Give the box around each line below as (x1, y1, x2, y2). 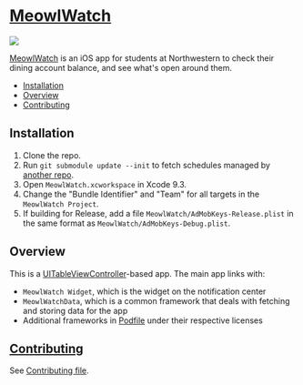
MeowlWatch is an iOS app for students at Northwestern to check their (9, 52, 275, 64)
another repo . (22, 169, 75, 180)
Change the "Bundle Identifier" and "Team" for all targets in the (22, 188, 260, 199)
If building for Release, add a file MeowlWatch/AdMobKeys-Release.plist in (22, 208, 294, 218)
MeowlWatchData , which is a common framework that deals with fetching (22, 295, 290, 306)
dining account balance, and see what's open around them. (9, 62, 232, 73)
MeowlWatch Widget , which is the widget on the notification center (22, 286, 267, 297)
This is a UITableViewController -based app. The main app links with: (9, 268, 266, 279)
